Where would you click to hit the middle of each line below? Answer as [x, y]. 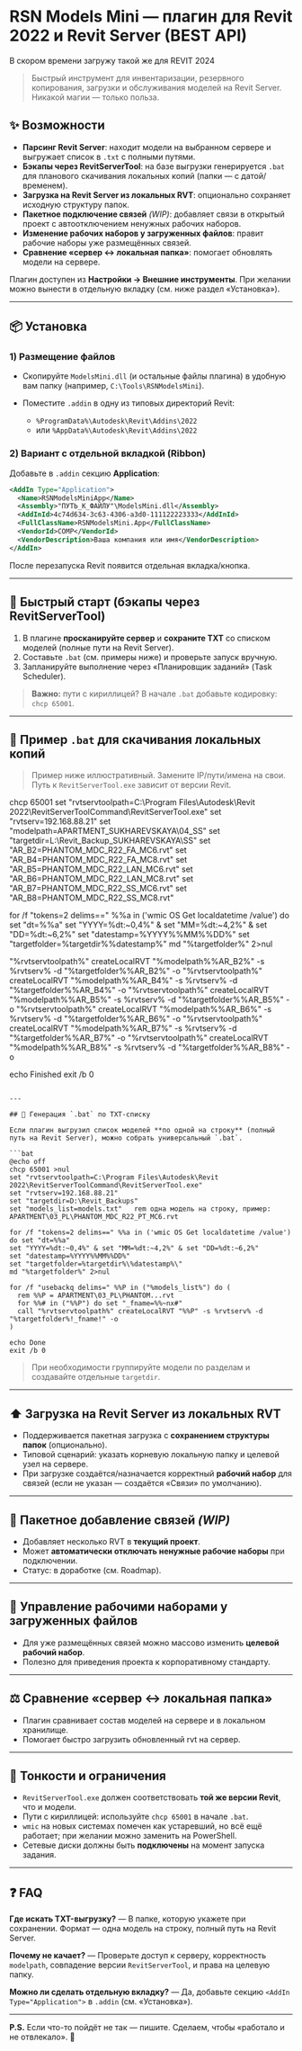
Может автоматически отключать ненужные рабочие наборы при [153, 1551]
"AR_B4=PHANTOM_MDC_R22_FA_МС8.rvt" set [98, 860]
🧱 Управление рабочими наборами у [119, 1607]
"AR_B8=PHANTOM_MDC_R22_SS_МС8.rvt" [92, 898]
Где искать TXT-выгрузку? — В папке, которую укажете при [128, 1919]
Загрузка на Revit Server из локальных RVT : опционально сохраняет [156, 194]
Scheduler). [44, 676]
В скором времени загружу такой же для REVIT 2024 [112, 60]
